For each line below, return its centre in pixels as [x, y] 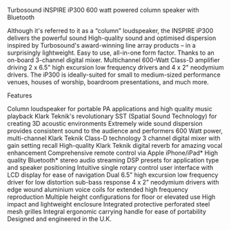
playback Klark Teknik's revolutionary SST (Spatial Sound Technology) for [112, 116]
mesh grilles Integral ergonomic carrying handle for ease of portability [107, 211]
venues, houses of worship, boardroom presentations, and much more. [108, 82]
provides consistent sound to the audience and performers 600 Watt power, [115, 131]
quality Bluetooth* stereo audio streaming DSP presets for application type [113, 160]
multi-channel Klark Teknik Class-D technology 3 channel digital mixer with [114, 138]
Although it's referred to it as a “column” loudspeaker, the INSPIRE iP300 [110, 31]
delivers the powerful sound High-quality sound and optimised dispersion [112, 38]
